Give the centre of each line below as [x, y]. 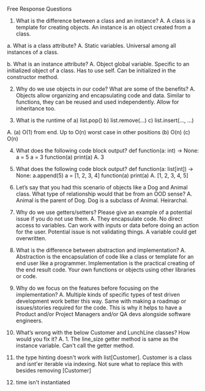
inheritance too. [35, 108]
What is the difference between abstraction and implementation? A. [101, 250]
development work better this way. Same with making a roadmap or [101, 301]
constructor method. [33, 77]
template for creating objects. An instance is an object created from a [103, 27]
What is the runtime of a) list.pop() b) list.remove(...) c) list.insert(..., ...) [105, 120]
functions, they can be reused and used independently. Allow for [97, 102]
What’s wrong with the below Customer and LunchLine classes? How [103, 332]
